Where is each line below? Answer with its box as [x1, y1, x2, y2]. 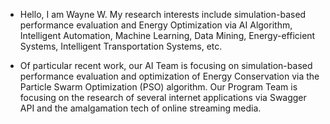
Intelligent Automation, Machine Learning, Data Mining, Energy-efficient [19, 30, 316, 41]
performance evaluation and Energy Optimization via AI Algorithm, [19, 19, 293, 31]
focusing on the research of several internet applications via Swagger [19, 92, 307, 103]
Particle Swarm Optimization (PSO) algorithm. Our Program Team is [19, 81, 298, 93]
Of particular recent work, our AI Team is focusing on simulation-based [19, 60, 313, 71]
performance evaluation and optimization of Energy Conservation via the [19, 70, 320, 82]
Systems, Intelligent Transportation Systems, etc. [19, 40, 223, 52]
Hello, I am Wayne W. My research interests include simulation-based [19, 9, 307, 20]
